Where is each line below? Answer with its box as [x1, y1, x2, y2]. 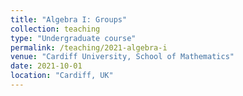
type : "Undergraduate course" [10, 33, 137, 43]
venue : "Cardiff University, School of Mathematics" [10, 52, 235, 62]
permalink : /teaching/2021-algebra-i [10, 42, 168, 53]
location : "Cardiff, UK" [10, 71, 114, 81]
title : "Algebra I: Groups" [10, 14, 128, 25]
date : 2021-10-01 [10, 61, 83, 71]
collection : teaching [10, 24, 101, 34]
